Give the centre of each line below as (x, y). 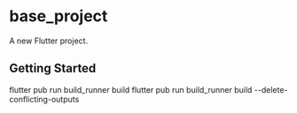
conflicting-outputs (44, 99)
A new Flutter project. (49, 41)
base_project (59, 16)
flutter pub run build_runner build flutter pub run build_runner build (131, 89)
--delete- (271, 89)
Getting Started (53, 68)
